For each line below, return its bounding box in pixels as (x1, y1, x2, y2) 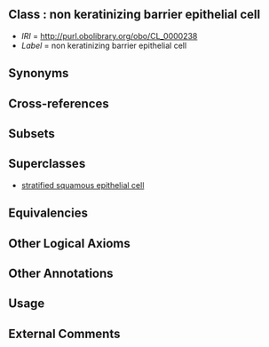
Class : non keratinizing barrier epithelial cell (8, 7, 261, 22)
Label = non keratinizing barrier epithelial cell (20, 40, 187, 51)
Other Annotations (8, 265, 114, 280)
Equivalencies (8, 206, 88, 221)
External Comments (8, 326, 121, 341)
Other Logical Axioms (8, 235, 131, 251)
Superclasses (8, 156, 86, 171)
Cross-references (8, 96, 110, 111)
